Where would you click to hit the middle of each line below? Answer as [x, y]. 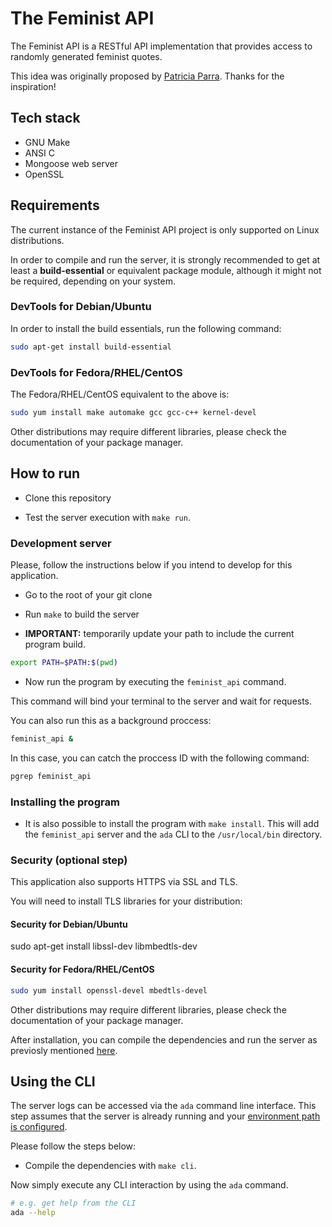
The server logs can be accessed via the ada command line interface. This [163, 1106]
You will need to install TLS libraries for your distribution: [126, 901]
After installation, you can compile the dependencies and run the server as [164, 1039]
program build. [55, 644]
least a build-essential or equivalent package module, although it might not [166, 270]
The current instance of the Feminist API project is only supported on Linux [165, 229]
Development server [61, 543]
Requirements [55, 205]
